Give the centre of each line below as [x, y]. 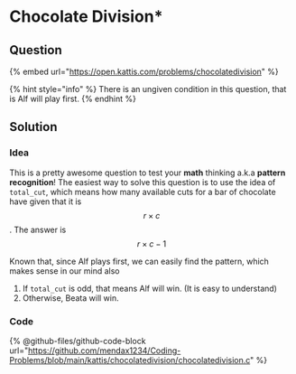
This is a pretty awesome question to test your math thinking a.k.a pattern [148, 173]
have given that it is [46, 201]
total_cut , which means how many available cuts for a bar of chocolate [143, 192]
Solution [33, 127]
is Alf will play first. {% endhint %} [73, 98]
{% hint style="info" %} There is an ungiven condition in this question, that [148, 89]
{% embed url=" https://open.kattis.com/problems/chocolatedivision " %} [144, 71]
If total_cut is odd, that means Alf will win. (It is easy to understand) [150, 288]
